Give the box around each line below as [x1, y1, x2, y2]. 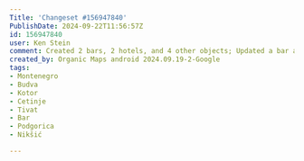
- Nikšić [9, 130, 43, 139]
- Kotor [9, 88, 39, 97]
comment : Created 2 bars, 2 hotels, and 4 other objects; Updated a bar [9, 47, 290, 56]
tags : [9, 64, 30, 73]
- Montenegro [9, 72, 59, 81]
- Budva [9, 80, 39, 89]
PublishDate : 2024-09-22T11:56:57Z [9, 22, 144, 31]
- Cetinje [9, 96, 47, 106]
